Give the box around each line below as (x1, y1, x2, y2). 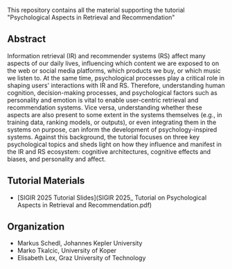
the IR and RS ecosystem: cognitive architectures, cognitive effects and (7, 147, 211, 155)
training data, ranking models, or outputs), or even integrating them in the (7, 118, 217, 126)
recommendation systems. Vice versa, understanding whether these (7, 103, 203, 112)
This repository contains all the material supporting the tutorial (7, 6, 185, 14)
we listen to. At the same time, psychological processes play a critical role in (7, 73, 225, 82)
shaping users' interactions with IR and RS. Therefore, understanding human (7, 81, 225, 89)
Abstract (7, 33, 46, 45)
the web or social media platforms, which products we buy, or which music (7, 66, 221, 75)
